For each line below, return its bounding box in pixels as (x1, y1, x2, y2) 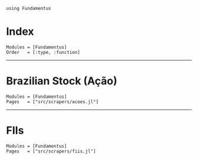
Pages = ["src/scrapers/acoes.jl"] (6, 98, 99, 105)
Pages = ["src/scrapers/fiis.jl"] (6, 148, 96, 154)
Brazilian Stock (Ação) (6, 74, 118, 88)
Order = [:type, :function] (6, 49, 81, 55)
